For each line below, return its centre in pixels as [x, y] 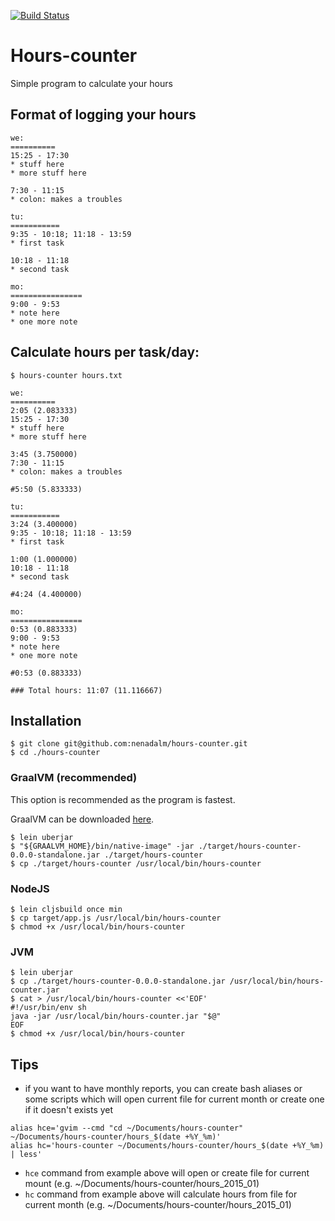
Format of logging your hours [103, 115]
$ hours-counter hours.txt [66, 375]
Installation [46, 720]
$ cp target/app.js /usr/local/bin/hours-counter [116, 918]
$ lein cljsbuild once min [66, 909]
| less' [26, 1155]
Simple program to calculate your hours [91, 83]
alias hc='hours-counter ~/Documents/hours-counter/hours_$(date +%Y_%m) [167, 1146]
